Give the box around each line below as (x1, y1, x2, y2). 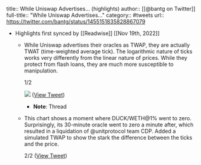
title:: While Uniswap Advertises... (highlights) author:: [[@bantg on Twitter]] (6, 5, 196, 12)
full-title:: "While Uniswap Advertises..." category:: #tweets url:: (6, 11, 165, 19)
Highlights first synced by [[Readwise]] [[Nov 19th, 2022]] (15, 30, 160, 37)
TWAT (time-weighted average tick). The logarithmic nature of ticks (24, 48, 193, 55)
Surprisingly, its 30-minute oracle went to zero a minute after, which (24, 121, 194, 128)
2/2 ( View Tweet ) (24, 152, 68, 159)
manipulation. (24, 67, 59, 74)
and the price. (24, 140, 59, 147)
